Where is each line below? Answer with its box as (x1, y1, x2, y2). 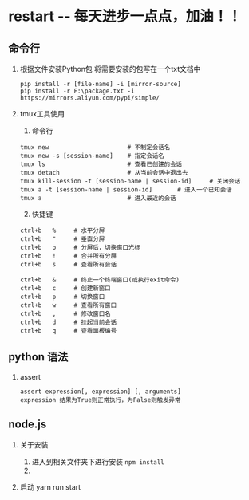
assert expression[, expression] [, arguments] (19, 388, 181, 396)
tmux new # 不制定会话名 (19, 144, 171, 152)
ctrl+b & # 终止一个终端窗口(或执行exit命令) (19, 276, 180, 284)
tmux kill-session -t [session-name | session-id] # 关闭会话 (19, 177, 241, 185)
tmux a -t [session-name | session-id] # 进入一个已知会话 (19, 186, 233, 194)
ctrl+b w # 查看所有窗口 (19, 301, 117, 309)
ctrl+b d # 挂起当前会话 (19, 318, 117, 326)
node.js (8, 418, 47, 431)
